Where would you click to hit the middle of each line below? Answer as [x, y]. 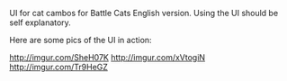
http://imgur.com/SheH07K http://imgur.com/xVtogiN [107, 57]
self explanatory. [40, 22]
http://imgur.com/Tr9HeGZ [58, 67]
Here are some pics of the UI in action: [81, 40]
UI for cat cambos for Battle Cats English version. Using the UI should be [144, 13]
